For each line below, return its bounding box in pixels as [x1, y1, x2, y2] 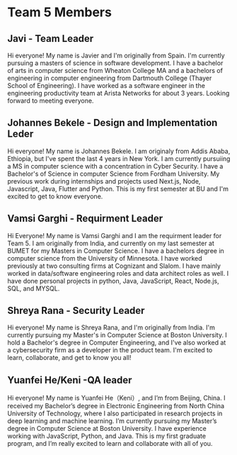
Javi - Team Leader [7, 33, 94, 45]
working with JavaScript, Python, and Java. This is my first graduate [7, 432, 207, 440]
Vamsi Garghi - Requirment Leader [7, 213, 163, 225]
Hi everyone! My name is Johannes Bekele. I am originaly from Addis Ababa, [7, 147, 231, 155]
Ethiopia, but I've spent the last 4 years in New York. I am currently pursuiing [7, 154, 231, 163]
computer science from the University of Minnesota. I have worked [7, 254, 202, 262]
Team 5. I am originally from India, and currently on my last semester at [7, 239, 214, 247]
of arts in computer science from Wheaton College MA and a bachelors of [7, 67, 223, 74]
